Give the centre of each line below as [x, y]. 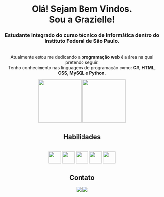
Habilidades [82, 137]
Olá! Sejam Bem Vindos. [82, 9]
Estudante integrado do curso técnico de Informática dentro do [82, 35]
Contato [82, 177]
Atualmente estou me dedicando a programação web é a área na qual [82, 57]
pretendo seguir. [82, 62]
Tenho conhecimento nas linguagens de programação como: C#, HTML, [82, 68]
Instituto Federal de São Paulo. [82, 41]
